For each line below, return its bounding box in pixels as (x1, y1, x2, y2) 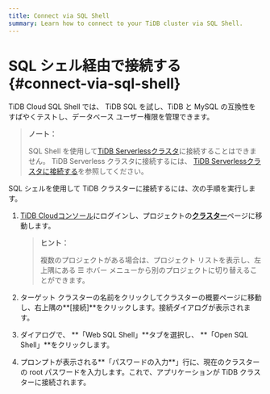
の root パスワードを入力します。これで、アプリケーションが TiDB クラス (19, 367, 261, 377)
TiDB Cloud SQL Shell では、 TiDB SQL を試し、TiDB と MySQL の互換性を (8, 102, 256, 111)
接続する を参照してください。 (49, 166, 148, 176)
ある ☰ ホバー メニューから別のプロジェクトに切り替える (61, 266, 251, 275)
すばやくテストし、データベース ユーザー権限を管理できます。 (8, 112, 214, 122)
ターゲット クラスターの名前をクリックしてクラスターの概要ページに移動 (19, 292, 262, 303)
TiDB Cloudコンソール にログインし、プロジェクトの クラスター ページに (19, 211, 255, 220)
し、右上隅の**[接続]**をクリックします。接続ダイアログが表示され (19, 303, 244, 312)
